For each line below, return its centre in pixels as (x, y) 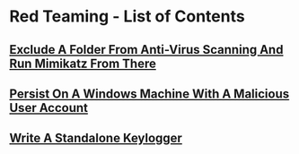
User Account (48, 108)
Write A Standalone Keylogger (96, 138)
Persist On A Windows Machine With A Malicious (149, 94)
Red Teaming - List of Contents (127, 17)
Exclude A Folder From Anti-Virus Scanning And (146, 50)
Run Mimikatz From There (83, 63)
